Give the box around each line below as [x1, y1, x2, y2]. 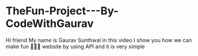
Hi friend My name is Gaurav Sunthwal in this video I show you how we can [5, 36, 192, 43]
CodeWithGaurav [5, 17, 94, 30]
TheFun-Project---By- [5, 4, 119, 18]
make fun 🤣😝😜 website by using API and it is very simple [5, 43, 145, 50]
